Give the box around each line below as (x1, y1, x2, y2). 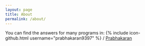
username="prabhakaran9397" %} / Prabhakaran (30, 35, 132, 41)
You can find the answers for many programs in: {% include (5, 30, 129, 36)
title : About (5, 12, 33, 17)
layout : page (5, 7, 33, 12)
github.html (5, 35, 29, 41)
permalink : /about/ (5, 16, 46, 21)
